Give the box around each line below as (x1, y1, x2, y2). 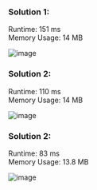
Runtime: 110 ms (8, 86, 61, 96)
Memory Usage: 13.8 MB (8, 156, 89, 166)
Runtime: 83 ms (8, 148, 60, 158)
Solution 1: (8, 6, 50, 18)
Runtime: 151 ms (8, 25, 61, 34)
